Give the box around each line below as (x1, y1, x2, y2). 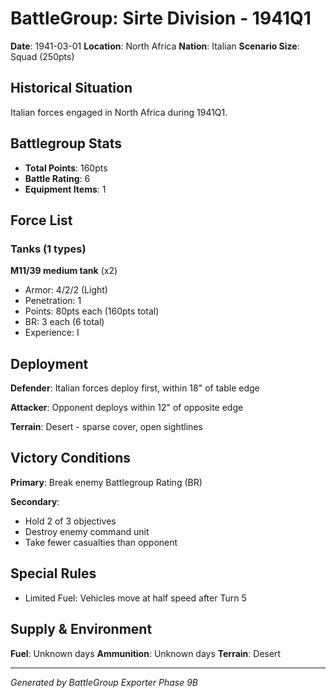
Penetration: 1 (24, 295, 82, 307)
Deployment (10, 355, 89, 372)
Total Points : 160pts (24, 162, 108, 174)
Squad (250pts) (10, 50, 75, 62)
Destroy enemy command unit (24, 525, 150, 537)
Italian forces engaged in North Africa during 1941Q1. (10, 106, 228, 118)
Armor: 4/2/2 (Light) (24, 284, 108, 296)
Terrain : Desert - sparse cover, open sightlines (10, 421, 203, 433)
